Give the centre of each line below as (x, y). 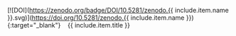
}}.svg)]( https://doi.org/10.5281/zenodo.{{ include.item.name (96, 18)
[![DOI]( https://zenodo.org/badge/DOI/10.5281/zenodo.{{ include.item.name (118, 10)
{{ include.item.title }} (98, 25)
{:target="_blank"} (34, 25)
